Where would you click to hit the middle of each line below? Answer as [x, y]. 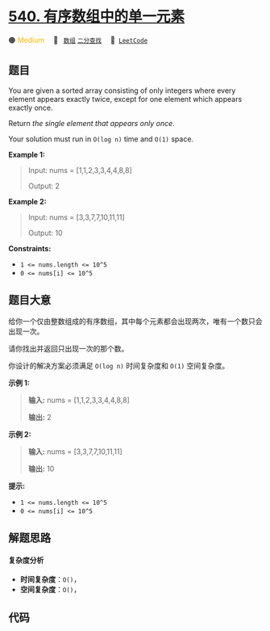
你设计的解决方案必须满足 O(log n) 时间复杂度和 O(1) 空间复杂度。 [119, 365]
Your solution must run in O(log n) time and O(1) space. [101, 139]
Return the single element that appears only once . [91, 123]
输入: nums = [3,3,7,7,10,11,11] [75, 451]
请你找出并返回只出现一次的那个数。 [69, 348]
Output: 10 [45, 233]
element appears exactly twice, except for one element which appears [125, 99]
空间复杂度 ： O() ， [50, 590]
